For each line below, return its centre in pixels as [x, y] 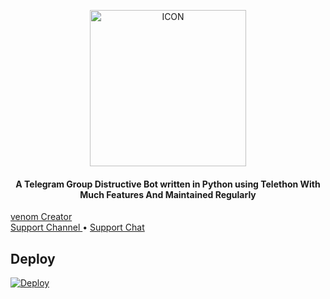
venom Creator [41, 217]
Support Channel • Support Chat [77, 227]
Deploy [33, 258]
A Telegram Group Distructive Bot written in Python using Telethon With [168, 184]
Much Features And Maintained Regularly [168, 194]
